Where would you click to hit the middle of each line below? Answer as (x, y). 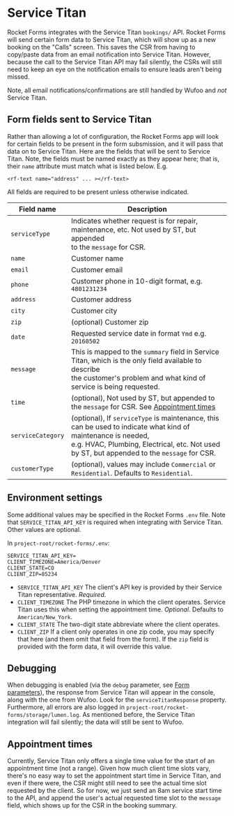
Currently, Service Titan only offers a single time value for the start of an (111, 761)
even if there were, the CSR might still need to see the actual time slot (107, 783)
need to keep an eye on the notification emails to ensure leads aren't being (114, 69)
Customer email (97, 269)
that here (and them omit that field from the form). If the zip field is (113, 639)
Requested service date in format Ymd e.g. (139, 333)
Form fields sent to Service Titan (79, 120)
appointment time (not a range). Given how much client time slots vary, (109, 769)
